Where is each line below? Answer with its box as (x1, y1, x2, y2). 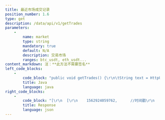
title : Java (23, 80, 48, 85)
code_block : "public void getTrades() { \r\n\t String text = (23, 75, 148, 80)
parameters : (5, 25, 29, 30)
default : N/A (23, 48, 50, 53)
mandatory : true (23, 44, 56, 48)
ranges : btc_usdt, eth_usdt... (23, 57, 87, 62)
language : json (23, 107, 54, 113)
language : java (23, 84, 54, 90)
